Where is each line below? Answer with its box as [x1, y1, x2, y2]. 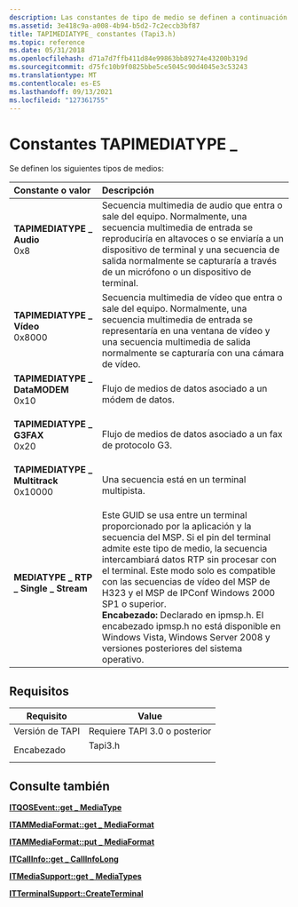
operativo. [101, 654, 145, 666]
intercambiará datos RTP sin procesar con [101, 553, 278, 566]
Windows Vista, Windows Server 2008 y [101, 632, 271, 644]
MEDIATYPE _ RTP [13, 571, 93, 584]
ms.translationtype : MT [9, 71, 98, 80]
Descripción [101, 184, 155, 196]
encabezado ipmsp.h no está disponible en [101, 620, 281, 633]
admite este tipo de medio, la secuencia [101, 543, 268, 555]
